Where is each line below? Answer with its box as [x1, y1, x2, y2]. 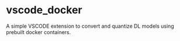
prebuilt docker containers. [6, 28, 71, 35]
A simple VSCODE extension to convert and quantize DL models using [6, 23, 174, 29]
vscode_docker [6, 3, 83, 17]
